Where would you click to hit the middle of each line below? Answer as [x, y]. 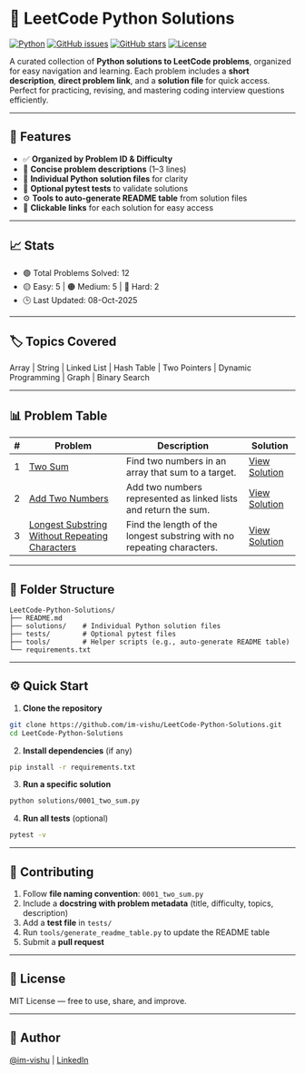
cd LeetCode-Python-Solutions [67, 733]
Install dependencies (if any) [78, 750]
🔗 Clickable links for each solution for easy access [118, 207]
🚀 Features [40, 137]
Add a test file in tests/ [67, 922]
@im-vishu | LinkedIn [49, 1059]
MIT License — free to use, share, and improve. [98, 1000]
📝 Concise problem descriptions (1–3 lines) [104, 169]
